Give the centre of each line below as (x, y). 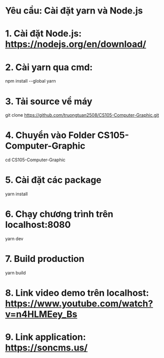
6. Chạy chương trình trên (59, 214)
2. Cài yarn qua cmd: (49, 67)
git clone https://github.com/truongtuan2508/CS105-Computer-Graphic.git (82, 115)
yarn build (15, 273)
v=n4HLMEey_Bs (41, 314)
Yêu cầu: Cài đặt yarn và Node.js (74, 11)
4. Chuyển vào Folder (50, 135)
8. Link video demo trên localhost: (77, 293)
